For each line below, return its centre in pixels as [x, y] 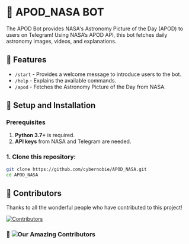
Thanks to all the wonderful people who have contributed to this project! [94, 208]
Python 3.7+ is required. [45, 135]
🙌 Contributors [34, 193]
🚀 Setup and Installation [51, 105]
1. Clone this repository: [41, 157]
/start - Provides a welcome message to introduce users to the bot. [98, 74]
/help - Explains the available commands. [65, 80]
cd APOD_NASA [22, 175]
